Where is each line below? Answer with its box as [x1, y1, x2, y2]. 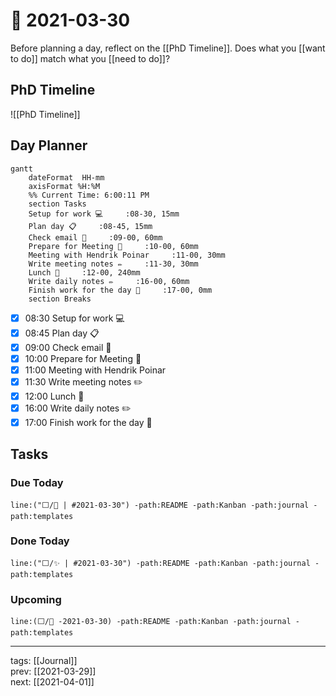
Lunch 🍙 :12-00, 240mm [28, 267, 141, 278]
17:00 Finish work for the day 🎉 [24, 416, 153, 428]
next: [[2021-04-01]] [10, 676, 95, 688]
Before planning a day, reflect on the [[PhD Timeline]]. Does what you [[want [10, 42, 326, 54]
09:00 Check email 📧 [24, 341, 112, 353]
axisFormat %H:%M [28, 181, 101, 191]
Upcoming [10, 592, 62, 606]
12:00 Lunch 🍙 [24, 390, 85, 402]
